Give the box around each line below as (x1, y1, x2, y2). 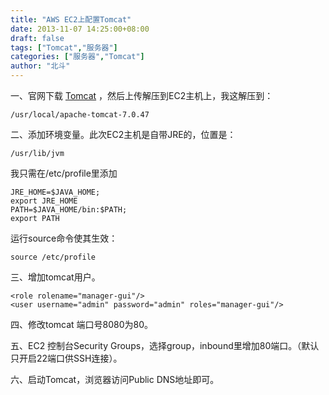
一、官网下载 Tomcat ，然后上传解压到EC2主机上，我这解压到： (10, 90, 274, 101)
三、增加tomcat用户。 (10, 271, 101, 283)
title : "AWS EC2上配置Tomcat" (10, 14, 132, 25)
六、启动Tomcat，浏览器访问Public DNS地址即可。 (10, 374, 220, 385)
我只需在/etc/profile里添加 (10, 167, 118, 179)
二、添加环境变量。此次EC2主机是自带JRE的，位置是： (10, 129, 237, 140)
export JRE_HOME (10, 196, 78, 206)
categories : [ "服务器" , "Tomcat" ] (10, 52, 145, 62)
